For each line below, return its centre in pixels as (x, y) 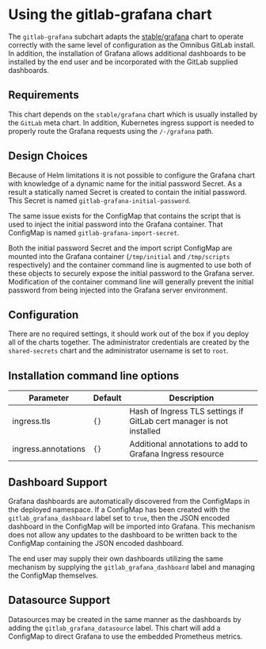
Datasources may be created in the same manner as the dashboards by (125, 619)
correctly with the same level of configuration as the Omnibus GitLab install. (132, 44)
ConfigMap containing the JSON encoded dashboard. (96, 543)
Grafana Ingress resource (177, 454)
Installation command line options (94, 375)
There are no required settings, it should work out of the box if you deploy (129, 334)
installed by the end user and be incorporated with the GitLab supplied (123, 62)
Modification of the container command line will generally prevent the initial (131, 281)
